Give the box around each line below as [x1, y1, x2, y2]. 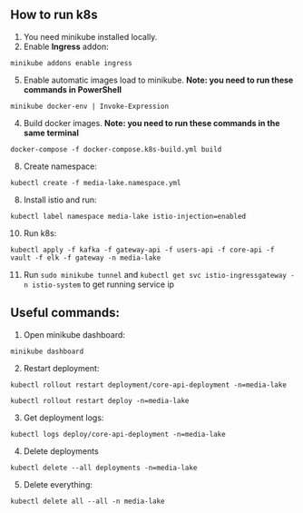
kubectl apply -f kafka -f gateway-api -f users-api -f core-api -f [10, 245, 275, 254]
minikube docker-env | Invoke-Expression [10, 102, 170, 111]
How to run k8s [10, 7, 98, 23]
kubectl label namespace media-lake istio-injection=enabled [10, 212, 247, 221]
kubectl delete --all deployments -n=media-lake [10, 463, 198, 472]
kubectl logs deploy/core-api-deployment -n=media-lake [10, 429, 226, 439]
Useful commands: [10, 305, 121, 321]
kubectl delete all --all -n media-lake [10, 497, 166, 506]
